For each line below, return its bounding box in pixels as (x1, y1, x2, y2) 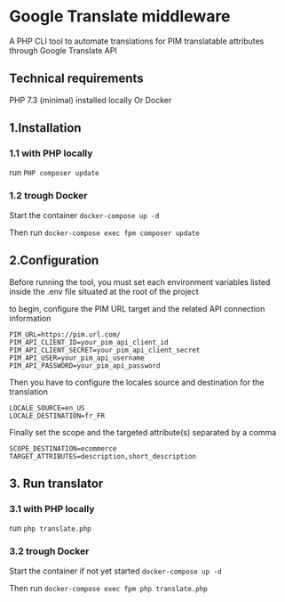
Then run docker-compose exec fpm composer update (9, 227, 200, 238)
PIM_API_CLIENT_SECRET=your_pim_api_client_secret (9, 346, 201, 354)
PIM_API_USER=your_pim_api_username (9, 354, 145, 362)
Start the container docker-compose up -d (9, 209, 160, 220)
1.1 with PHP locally (9, 147, 93, 159)
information (9, 313, 51, 323)
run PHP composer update (9, 167, 99, 178)
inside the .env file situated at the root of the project (9, 286, 200, 297)
